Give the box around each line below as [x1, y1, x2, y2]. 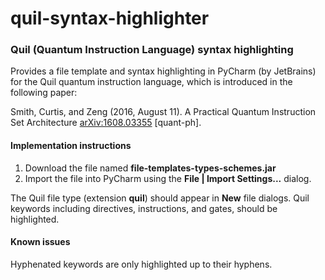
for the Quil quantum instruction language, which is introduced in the [10, 76, 293, 88]
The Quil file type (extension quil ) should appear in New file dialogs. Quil [10, 192, 310, 204]
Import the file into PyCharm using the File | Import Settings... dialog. [24, 172, 312, 184]
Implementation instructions [10, 140, 132, 152]
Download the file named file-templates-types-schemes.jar [24, 162, 277, 174]
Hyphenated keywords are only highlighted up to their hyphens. [10, 258, 273, 270]
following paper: [10, 87, 78, 99]
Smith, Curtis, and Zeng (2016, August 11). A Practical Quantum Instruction [10, 106, 317, 118]
